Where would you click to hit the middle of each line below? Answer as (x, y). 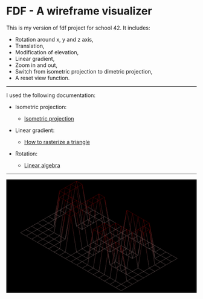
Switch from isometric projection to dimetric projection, (84, 71)
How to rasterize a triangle (57, 142)
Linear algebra (42, 165)
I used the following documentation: (51, 95)
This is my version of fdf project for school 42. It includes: (78, 28)
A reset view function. (42, 78)
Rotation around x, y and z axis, (54, 39)
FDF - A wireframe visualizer (79, 11)
